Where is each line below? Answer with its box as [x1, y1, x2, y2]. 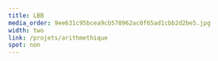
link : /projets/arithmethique [8, 33, 109, 42]
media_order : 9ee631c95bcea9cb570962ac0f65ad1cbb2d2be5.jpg [8, 19, 212, 27]
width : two [8, 26, 44, 34]
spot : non [8, 41, 41, 49]
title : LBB [8, 11, 44, 20]
